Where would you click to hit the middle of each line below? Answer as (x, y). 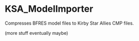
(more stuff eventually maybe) (37, 33)
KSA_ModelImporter (49, 9)
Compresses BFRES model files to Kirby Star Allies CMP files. (69, 23)
